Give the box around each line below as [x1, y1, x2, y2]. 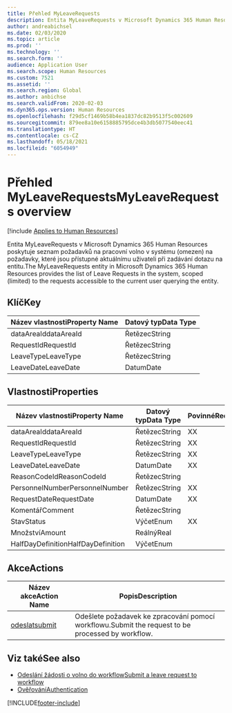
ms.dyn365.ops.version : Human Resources [7, 106, 126, 113]
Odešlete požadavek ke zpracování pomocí [75, 612, 215, 621]
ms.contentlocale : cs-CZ [7, 132, 79, 139]
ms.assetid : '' [7, 81, 51, 88]
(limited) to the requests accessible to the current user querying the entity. [7, 277, 219, 285]
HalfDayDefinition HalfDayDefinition [10, 539, 126, 549]
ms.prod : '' [7, 42, 41, 49]
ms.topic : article [7, 36, 60, 43]
